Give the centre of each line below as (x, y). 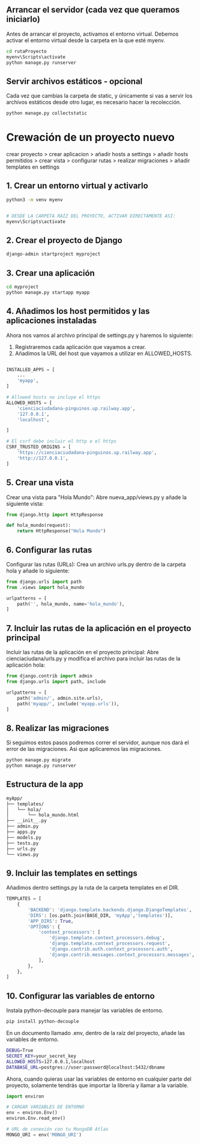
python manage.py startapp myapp (48, 292)
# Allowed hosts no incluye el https (53, 397)
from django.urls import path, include (56, 682)
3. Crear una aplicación (50, 273)
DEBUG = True (20, 1051)
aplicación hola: (26, 665)
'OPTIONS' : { (44, 927)
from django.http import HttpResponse (55, 515)
